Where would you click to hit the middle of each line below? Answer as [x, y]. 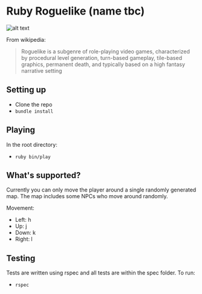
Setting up [26, 90]
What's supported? [44, 175]
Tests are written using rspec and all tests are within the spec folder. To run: [101, 273]
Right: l [24, 239]
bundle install [34, 111]
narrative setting [41, 70]
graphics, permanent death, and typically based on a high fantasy [103, 64]
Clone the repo [34, 104]
